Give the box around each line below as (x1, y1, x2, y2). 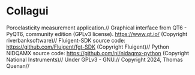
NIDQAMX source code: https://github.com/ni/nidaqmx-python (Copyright (6, 49, 190, 56)
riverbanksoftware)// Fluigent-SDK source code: (6, 37, 126, 44)
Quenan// (6, 62, 30, 70)
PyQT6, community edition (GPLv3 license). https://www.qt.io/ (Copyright (6, 30, 188, 37)
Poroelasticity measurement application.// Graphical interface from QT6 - (6, 24, 187, 31)
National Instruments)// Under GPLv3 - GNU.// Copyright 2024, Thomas (6, 56, 183, 63)
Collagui (6, 4, 49, 18)
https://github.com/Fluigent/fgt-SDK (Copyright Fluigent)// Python (6, 43, 170, 50)
